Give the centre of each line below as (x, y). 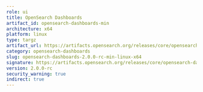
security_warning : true (36, 74)
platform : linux (27, 34)
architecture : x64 (29, 29)
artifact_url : (24, 46)
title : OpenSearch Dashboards (44, 18)
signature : (20, 62)
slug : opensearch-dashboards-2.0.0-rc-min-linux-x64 (74, 57)
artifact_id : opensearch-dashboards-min (58, 23)
